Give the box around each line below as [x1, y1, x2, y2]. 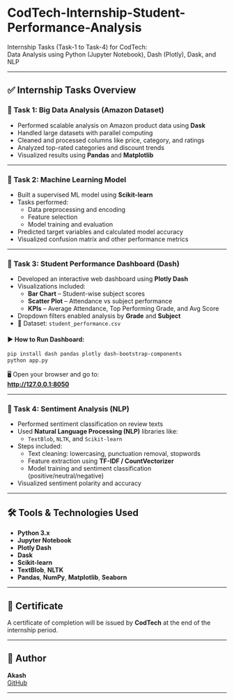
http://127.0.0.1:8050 [7, 380, 70, 388]
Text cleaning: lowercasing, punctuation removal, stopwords [27, 450, 201, 458]
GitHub [7, 678, 28, 687]
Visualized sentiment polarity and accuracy [17, 479, 141, 487]
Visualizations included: [17, 282, 86, 291]
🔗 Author [7, 653, 47, 664]
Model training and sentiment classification [27, 464, 152, 473]
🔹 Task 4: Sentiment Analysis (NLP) [7, 404, 130, 414]
